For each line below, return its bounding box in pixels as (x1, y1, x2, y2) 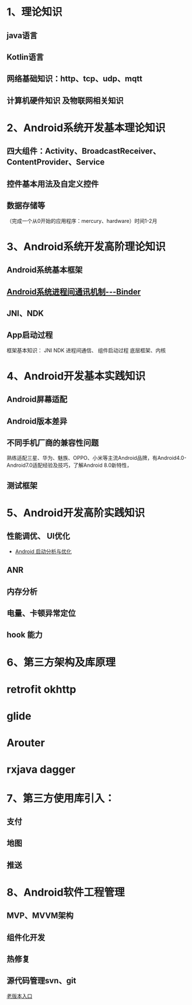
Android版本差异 (6, 416, 68, 426)
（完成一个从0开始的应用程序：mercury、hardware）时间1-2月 (6, 217, 158, 224)
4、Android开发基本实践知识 (6, 369, 146, 383)
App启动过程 (6, 330, 53, 340)
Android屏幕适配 (6, 394, 68, 404)
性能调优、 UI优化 (6, 531, 71, 541)
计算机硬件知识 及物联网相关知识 (6, 95, 124, 105)
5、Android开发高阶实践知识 (6, 507, 145, 519)
